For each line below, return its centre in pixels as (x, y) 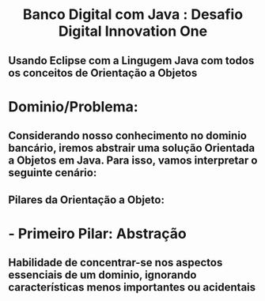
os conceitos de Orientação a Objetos (103, 73)
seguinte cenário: (53, 173)
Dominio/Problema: (73, 106)
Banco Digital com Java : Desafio (133, 15)
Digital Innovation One (133, 31)
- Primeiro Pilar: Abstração (98, 233)
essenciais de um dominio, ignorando (102, 275)
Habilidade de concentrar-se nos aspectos (115, 263)
